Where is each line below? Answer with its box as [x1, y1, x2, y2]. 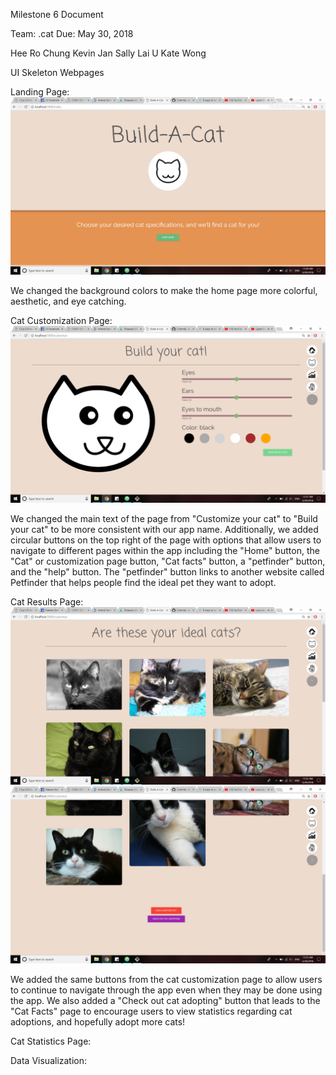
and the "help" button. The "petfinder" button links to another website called [10, 566, 325, 578]
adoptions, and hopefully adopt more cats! [10, 1016, 186, 1028]
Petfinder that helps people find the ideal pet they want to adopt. [10, 577, 277, 588]
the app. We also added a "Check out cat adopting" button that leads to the [10, 995, 321, 1006]
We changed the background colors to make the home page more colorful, [10, 284, 318, 296]
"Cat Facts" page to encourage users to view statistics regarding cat [10, 1005, 293, 1017]
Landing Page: [10, 86, 70, 98]
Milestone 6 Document [10, 9, 104, 20]
